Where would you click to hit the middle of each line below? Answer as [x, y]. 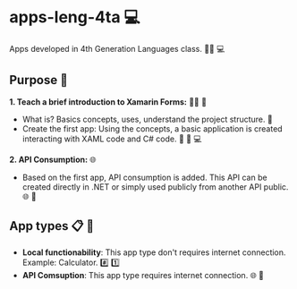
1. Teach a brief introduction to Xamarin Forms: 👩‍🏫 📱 [108, 102]
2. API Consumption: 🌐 [53, 159]
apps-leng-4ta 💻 [75, 17]
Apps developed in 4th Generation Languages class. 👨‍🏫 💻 [117, 48]
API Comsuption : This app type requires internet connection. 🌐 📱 [143, 275]
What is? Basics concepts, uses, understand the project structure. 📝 [147, 119]
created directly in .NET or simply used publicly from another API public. [155, 187]
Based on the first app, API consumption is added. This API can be [144, 177]
